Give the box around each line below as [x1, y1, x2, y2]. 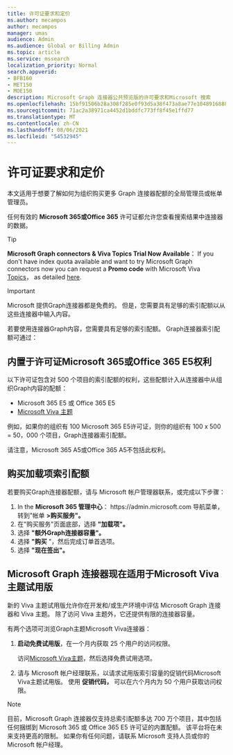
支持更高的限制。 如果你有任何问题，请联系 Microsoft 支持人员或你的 [12, 731, 210, 740]
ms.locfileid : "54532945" [7, 133, 82, 140]
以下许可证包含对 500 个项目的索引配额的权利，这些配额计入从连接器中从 [7, 376, 216, 383]
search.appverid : [7, 68, 58, 75]
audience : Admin [7, 36, 54, 43]
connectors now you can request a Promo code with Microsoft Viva [7, 265, 201, 273]
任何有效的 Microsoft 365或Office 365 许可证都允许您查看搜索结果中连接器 [7, 213, 223, 221]
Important [7, 287, 35, 295]
